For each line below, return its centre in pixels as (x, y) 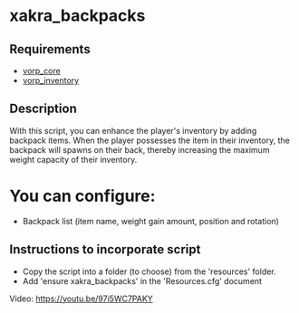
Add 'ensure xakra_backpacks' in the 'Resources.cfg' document (142, 280)
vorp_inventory (51, 81)
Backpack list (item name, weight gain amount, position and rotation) (150, 221)
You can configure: (82, 196)
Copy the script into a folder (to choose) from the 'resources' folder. (149, 271)
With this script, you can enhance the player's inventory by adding (133, 130)
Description (43, 109)
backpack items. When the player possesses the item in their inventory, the (149, 140)
